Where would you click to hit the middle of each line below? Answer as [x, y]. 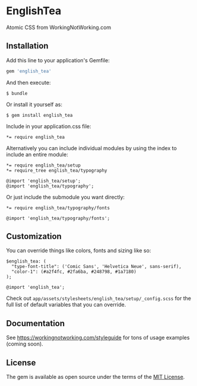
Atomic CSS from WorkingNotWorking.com [59, 27]
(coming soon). [25, 344]
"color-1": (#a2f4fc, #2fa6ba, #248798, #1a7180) [74, 272]
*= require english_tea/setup [44, 165]
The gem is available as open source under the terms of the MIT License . [96, 377]
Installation [27, 46]
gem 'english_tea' [29, 71]
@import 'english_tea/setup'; [44, 181]
